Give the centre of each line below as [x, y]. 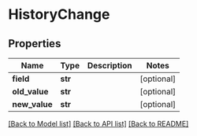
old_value [30, 92]
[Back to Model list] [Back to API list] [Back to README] [98, 124]
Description [110, 66]
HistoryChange [59, 15]
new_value [32, 104]
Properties [35, 44]
